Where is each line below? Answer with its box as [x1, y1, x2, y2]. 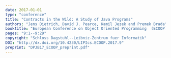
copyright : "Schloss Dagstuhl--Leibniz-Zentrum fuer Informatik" [5, 36, 147, 41]
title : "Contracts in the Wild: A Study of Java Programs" [5, 17, 133, 22]
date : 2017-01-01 [5, 7, 42, 13]
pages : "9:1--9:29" [5, 31, 47, 36]
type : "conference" [5, 12, 47, 17]
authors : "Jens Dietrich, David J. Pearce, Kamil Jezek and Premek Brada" [5, 21, 167, 27]
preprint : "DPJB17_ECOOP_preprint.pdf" [5, 45, 90, 50]
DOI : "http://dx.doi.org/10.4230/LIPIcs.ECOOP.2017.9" [5, 40, 124, 45]
